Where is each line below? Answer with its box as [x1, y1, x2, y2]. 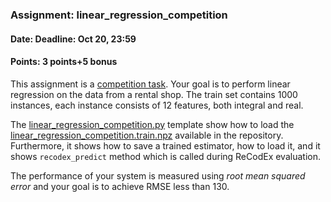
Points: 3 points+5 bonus [10, 56, 118, 68]
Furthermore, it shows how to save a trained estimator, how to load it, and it [10, 139, 321, 152]
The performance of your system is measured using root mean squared [10, 169, 306, 182]
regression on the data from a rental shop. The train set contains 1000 [10, 88, 298, 100]
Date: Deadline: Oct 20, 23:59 [10, 33, 137, 45]
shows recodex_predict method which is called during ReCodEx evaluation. [10, 150, 321, 162]
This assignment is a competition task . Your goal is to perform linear [10, 78, 291, 90]
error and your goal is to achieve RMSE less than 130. [10, 180, 230, 192]
